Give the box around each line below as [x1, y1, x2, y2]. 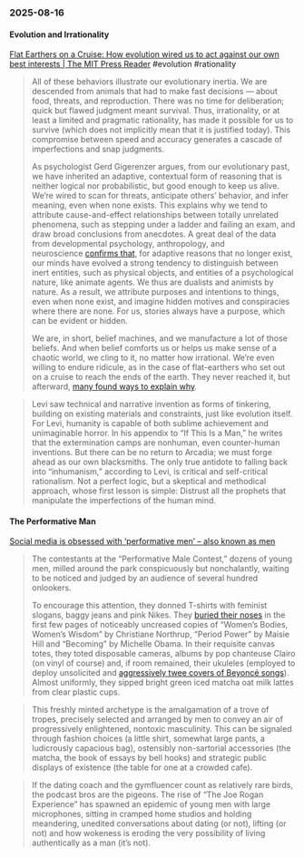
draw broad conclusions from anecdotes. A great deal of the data [31, 229, 277, 239]
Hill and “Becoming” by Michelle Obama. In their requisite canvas [31, 638, 275, 649]
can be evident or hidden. [31, 316, 129, 326]
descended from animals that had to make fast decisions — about [31, 86, 279, 97]
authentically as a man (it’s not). [31, 837, 152, 849]
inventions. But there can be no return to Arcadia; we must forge [31, 447, 272, 458]
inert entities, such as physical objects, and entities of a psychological [31, 268, 294, 278]
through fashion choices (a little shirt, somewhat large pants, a [31, 733, 266, 745]
